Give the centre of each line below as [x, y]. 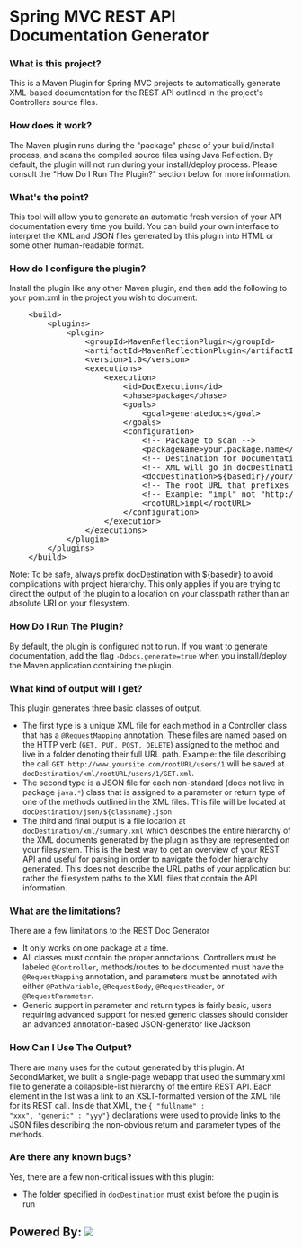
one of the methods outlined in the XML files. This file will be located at [154, 801]
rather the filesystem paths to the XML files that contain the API [140, 878]
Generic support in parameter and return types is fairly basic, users [147, 1005]
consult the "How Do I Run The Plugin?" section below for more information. [150, 173]
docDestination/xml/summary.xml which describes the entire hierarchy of [156, 830]
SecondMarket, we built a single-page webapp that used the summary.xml [147, 1076]
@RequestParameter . [58, 996]
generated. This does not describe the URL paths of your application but [156, 868]
